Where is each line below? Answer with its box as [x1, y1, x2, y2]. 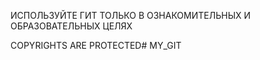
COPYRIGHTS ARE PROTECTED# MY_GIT [10, 40, 182, 51]
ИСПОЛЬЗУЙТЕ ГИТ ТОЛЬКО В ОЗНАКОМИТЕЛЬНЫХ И [10, 10, 252, 21]
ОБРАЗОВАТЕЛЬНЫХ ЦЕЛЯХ [10, 20, 133, 32]
